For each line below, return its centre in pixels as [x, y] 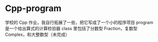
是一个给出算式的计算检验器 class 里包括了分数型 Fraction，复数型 [71, 28]
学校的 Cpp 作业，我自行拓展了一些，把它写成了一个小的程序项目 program [79, 22]
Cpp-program [33, 8]
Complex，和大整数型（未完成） [37, 34]
